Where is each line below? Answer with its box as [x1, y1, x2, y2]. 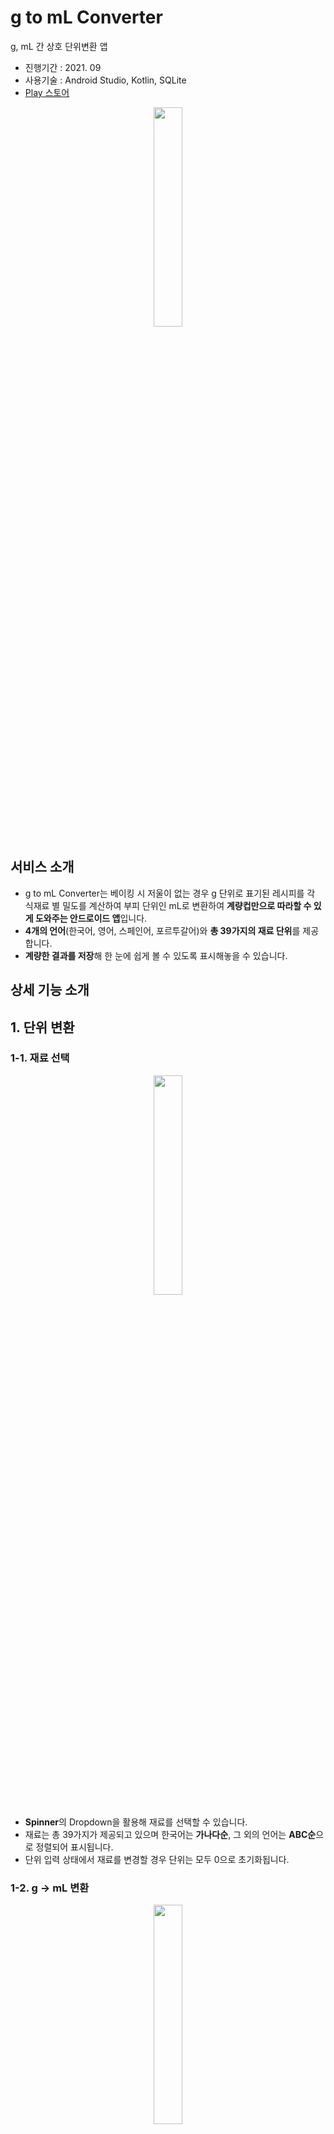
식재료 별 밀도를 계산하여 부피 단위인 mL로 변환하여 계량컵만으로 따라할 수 [24, 899, 312, 911]
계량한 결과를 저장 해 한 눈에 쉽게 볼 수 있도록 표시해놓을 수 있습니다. [24, 949, 288, 961]
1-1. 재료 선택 [10, 1051, 70, 1065]
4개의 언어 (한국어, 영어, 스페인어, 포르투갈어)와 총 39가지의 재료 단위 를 [24, 924, 301, 936]
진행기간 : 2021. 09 [24, 61, 102, 73]
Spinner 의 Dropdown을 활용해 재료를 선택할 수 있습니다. [24, 1816, 248, 1828]
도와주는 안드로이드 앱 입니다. [34, 912, 148, 924]
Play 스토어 [24, 86, 70, 98]
